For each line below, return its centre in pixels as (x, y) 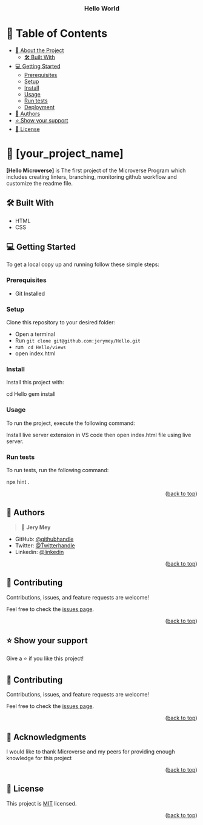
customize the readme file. (40, 183)
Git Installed (30, 293)
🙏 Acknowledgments (46, 737)
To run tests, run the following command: (58, 470)
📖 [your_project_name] (65, 154)
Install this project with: (35, 382)
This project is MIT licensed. (42, 803)
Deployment (39, 107)
